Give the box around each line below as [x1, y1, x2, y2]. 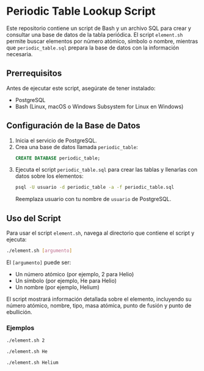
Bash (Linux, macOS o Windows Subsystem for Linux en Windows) [15, 103, 184, 110]
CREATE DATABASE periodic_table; [15, 155, 101, 161]
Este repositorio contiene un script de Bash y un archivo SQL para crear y [6, 24, 191, 32]
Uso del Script [6, 213, 61, 224]
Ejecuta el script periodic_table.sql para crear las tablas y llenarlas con [15, 166, 197, 174]
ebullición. [6, 309, 32, 315]
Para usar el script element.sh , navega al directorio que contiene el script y [6, 229, 195, 237]
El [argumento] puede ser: [6, 259, 71, 266]
